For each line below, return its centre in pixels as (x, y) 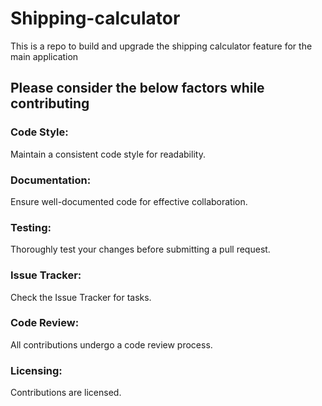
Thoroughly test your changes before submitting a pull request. (140, 249)
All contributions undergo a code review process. (111, 344)
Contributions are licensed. (66, 393)
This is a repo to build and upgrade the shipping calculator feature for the (161, 46)
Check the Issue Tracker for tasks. (81, 297)
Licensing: (36, 370)
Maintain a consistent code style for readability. (108, 154)
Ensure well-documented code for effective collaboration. (129, 201)
